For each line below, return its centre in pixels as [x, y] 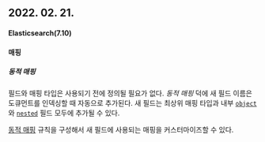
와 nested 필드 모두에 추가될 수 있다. [64, 113]
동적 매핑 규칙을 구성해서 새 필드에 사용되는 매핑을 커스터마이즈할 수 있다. [121, 129]
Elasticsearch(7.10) [40, 33]
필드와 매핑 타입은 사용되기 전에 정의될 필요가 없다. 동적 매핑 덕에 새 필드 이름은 [131, 93]
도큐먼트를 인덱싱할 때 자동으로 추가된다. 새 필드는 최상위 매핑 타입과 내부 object [132, 103]
